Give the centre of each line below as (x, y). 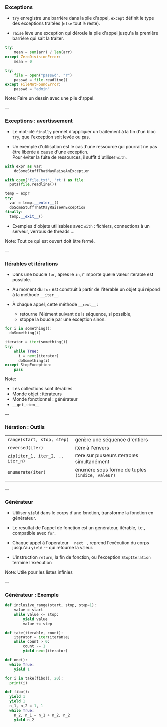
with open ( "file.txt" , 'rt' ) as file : (45, 180)
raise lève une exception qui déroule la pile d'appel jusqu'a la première (85, 33)
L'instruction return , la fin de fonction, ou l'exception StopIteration (81, 557)
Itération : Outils (25, 427)
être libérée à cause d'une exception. (50, 152)
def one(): (16, 660)
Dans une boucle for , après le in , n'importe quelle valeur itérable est (83, 274)
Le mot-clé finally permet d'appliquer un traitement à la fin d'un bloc (84, 132)
